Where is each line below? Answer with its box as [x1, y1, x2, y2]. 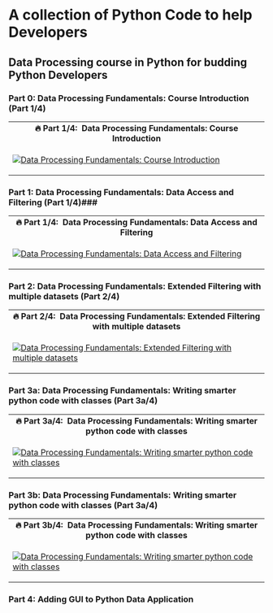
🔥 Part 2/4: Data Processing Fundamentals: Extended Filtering [12, 311, 261, 322]
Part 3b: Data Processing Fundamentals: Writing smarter [8, 489, 237, 501]
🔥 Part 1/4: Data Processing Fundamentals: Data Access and [15, 217, 258, 228]
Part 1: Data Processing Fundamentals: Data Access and [8, 186, 234, 198]
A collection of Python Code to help [8, 6, 253, 24]
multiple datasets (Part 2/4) [8, 291, 120, 302]
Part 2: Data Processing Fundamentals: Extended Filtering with [8, 280, 262, 292]
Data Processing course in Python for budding [8, 55, 248, 69]
